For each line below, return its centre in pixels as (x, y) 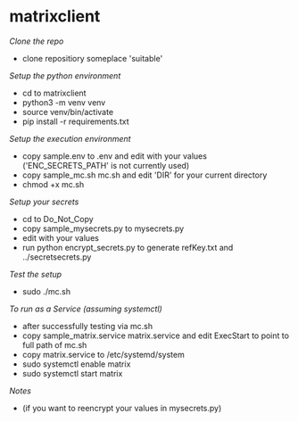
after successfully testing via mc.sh (87, 326)
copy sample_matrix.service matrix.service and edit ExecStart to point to (156, 335)
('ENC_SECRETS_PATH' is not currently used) (106, 165)
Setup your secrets (44, 202)
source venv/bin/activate (68, 112)
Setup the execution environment (70, 138)
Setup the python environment (65, 75)
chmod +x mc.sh (53, 184)
